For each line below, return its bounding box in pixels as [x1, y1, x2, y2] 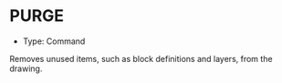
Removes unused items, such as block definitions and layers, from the [9, 53, 273, 64]
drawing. [9, 63, 43, 74]
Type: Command [22, 36, 86, 47]
